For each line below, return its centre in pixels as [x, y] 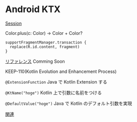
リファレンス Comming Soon [35, 61]
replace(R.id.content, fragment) [45, 47]
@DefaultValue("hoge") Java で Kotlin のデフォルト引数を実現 [69, 103]
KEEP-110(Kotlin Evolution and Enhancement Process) [61, 71]
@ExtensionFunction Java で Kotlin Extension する [56, 82]
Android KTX [33, 9]
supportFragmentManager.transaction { [46, 42]
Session [13, 23]
